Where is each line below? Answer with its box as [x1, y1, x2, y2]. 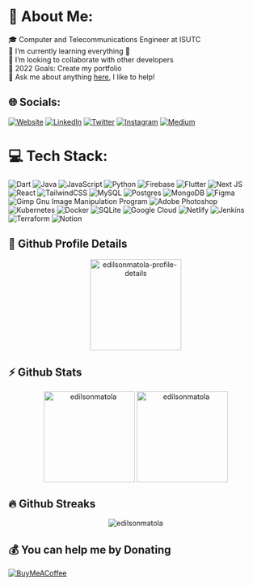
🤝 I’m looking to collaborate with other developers [8, 54, 174, 64]
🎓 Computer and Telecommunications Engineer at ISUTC [8, 34, 201, 44]
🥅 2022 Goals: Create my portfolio [8, 63, 122, 73]
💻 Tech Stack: [8, 146, 108, 165]
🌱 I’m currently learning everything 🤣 [8, 46, 131, 56]
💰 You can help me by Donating [8, 542, 171, 557]
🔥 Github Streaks [8, 497, 96, 511]
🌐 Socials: [8, 96, 61, 109]
